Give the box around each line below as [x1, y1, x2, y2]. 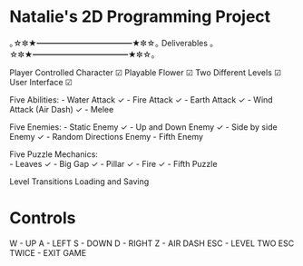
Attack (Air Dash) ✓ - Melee [9, 103, 114, 114]
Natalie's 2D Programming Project [9, 6, 271, 27]
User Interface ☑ [9, 76, 73, 87]
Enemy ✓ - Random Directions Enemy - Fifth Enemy [9, 131, 204, 142]
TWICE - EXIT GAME [9, 247, 87, 258]
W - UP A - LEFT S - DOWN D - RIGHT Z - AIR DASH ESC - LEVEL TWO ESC [9, 238, 295, 249]
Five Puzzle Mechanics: [9, 148, 98, 160]
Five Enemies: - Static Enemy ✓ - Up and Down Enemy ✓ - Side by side [9, 121, 279, 133]
